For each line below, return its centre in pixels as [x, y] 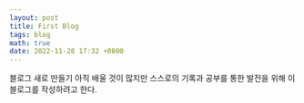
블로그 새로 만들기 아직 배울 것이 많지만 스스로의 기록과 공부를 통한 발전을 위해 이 [152, 79]
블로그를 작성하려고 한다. [53, 89]
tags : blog [30, 34]
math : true [30, 43]
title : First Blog [44, 26]
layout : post [34, 18]
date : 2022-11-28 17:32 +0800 [67, 51]
